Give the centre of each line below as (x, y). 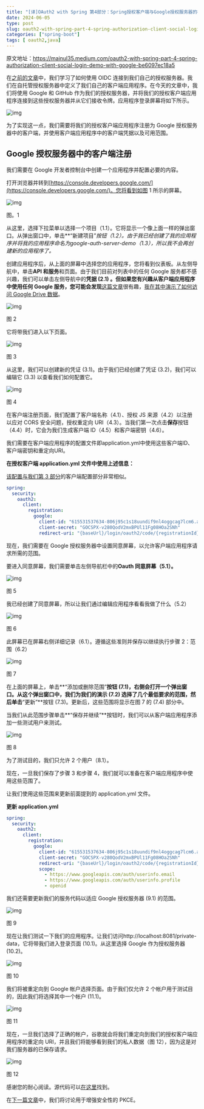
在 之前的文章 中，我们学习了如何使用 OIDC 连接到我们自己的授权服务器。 (97, 78)
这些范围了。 (27, 780)
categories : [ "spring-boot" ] (43, 35)
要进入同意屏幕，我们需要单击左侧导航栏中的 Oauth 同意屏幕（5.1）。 (91, 566)
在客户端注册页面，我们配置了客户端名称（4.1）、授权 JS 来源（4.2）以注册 (100, 415)
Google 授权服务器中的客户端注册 (69, 154)
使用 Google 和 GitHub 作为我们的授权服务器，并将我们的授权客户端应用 (107, 93)
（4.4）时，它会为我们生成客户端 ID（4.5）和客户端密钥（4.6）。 (87, 430)
